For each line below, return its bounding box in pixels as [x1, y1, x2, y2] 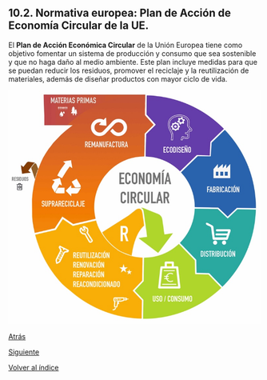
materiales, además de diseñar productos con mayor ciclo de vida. [8, 74, 228, 83]
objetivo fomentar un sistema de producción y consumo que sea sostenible [8, 48, 257, 58]
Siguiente [8, 347, 40, 357]
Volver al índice [8, 362, 59, 372]
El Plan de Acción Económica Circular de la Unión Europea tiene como [8, 40, 243, 50]
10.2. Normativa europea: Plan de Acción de [8, 6, 232, 20]
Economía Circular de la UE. [8, 19, 149, 33]
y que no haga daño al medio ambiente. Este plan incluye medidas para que [8, 57, 258, 66]
